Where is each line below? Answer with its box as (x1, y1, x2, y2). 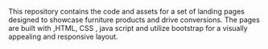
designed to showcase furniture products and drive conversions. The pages (8, 15, 260, 24)
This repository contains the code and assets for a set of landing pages (8, 7, 245, 16)
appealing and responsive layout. (8, 32, 118, 41)
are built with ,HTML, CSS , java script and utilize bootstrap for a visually (8, 24, 248, 32)
